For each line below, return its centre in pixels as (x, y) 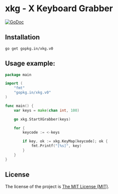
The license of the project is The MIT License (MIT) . (57, 186)
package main (18, 75)
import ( (14, 83)
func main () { (20, 106)
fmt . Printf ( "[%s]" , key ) (56, 146)
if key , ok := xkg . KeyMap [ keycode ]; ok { (65, 141)
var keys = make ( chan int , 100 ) (47, 110)
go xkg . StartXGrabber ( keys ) (42, 119)
